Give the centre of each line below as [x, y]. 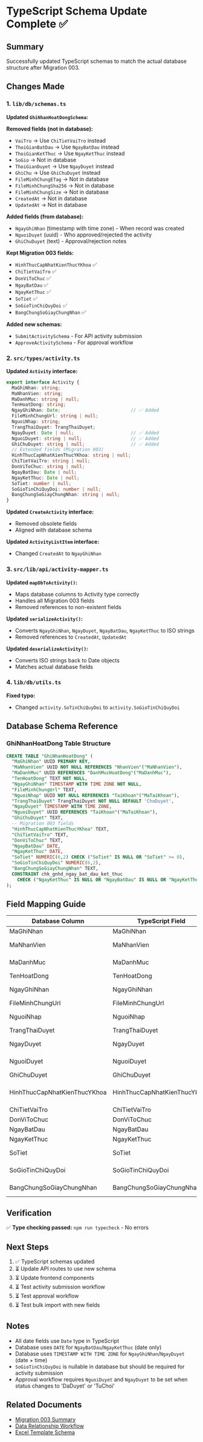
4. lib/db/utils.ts [34, 682]
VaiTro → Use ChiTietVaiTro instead [60, 140]
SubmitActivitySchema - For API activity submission [79, 336]
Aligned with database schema [53, 530]
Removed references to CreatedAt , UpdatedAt [71, 637]
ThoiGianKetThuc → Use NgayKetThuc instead [70, 153]
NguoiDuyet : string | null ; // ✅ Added [85, 439]
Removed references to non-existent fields [68, 607]
